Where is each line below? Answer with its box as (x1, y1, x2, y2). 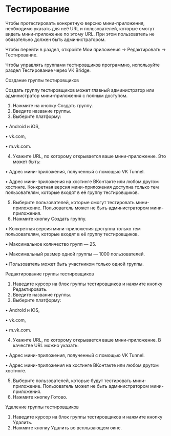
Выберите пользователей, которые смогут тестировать (12, 199, 135, 205)
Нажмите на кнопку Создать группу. (12, 102, 93, 108)
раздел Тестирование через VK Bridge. (5, 67, 91, 73)
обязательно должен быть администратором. (5, 36, 106, 43)
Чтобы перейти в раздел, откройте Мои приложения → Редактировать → (5, 46, 166, 52)
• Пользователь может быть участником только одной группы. (5, 261, 144, 267)
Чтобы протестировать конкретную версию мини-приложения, (5, 20, 145, 26)
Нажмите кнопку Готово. (12, 393, 68, 400)
